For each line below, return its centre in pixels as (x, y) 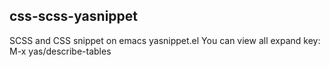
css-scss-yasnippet (73, 16)
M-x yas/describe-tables (60, 51)
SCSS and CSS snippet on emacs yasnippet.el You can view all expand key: (165, 40)
